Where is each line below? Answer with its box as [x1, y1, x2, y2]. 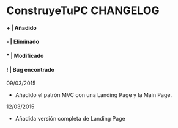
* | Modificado [6, 52, 44, 59]
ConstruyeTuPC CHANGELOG [6, 4, 160, 18]
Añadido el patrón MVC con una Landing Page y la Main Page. [15, 91, 172, 99]
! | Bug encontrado [6, 66, 55, 73]
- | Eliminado [6, 38, 40, 46]
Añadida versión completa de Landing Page [15, 115, 125, 123]
